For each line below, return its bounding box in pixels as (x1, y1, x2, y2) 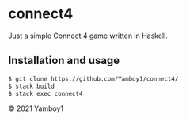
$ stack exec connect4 (8, 89, 83, 97)
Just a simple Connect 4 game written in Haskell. (8, 31, 168, 40)
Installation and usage (8, 54, 120, 67)
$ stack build (8, 82, 55, 90)
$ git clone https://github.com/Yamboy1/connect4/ (8, 74, 179, 83)
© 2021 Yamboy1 (8, 104, 64, 113)
